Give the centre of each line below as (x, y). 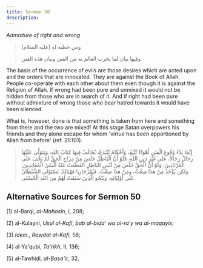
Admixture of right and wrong (43, 35)
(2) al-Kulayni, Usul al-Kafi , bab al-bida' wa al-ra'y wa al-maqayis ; (90, 223)
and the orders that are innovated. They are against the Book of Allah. (93, 77)
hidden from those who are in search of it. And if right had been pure (92, 96)
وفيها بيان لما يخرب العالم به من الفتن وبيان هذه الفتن (81, 58)
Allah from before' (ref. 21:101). (45, 140)
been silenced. (25, 109)
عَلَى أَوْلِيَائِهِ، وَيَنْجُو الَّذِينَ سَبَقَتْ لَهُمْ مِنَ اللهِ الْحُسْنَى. (78, 177)
